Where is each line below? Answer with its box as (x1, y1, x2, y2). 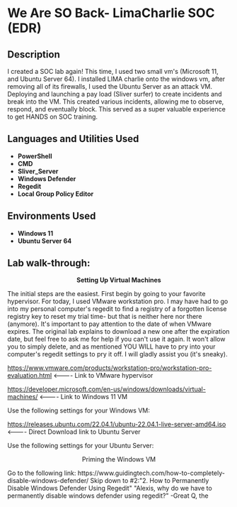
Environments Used (7, 210, 96, 222)
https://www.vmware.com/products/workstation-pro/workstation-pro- (7, 364, 212, 372)
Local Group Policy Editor (17, 190, 94, 198)
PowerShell (17, 151, 52, 160)
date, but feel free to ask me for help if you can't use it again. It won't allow (7, 335, 226, 344)
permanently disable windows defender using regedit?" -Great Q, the (7, 491, 209, 500)
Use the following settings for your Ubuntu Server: (7, 442, 154, 450)
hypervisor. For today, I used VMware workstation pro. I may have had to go (7, 297, 229, 306)
